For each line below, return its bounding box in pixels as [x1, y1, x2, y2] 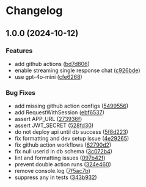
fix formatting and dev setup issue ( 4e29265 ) [14, 135, 130, 142]
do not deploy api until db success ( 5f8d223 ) [14, 128, 129, 136]
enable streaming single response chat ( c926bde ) [14, 67, 141, 74]
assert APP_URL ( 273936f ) [14, 116, 82, 123]
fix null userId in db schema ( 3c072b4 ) [14, 148, 112, 155]
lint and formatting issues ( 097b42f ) [14, 154, 106, 162]
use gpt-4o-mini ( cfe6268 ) [14, 73, 83, 80]
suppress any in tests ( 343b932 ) [14, 174, 97, 181]
